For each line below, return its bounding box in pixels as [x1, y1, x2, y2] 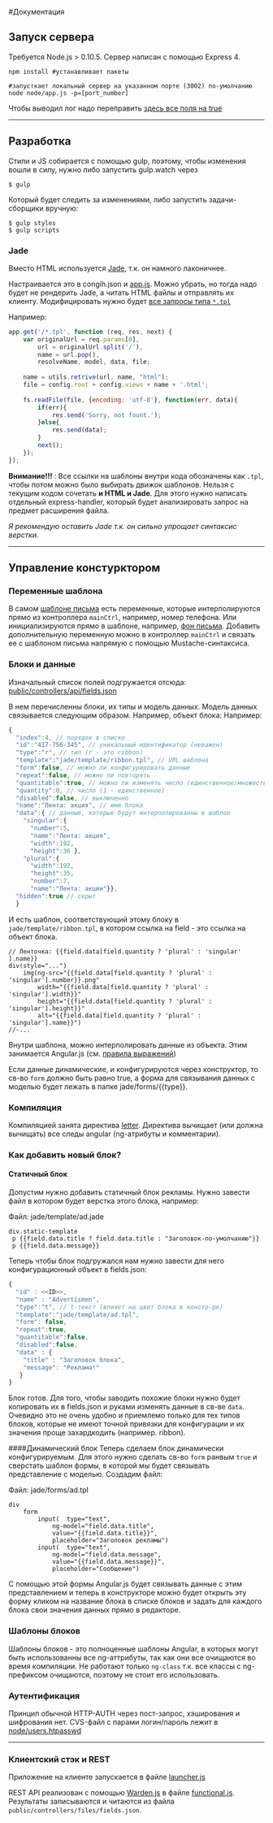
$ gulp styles [8, 219, 57, 227]
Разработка [8, 134, 71, 149]
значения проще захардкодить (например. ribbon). [8, 1428, 186, 1438]
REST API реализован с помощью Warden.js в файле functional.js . [8, 1788, 236, 1798]
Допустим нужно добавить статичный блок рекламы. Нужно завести [8, 1187, 250, 1197]
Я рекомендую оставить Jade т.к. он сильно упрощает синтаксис [8, 521, 237, 531]
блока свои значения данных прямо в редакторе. [8, 1605, 181, 1615]
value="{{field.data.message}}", [51, 1558, 165, 1566]
